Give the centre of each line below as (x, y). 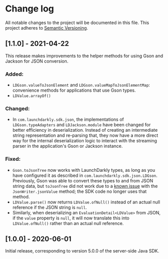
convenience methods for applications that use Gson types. (74, 90)
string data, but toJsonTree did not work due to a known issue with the (85, 186)
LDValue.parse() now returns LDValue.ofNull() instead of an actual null (86, 202)
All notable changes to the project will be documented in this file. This (77, 23)
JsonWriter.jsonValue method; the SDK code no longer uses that (79, 191)
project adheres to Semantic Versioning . (47, 28)
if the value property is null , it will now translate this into (71, 218)
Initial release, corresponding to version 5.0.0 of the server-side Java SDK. (82, 251)
